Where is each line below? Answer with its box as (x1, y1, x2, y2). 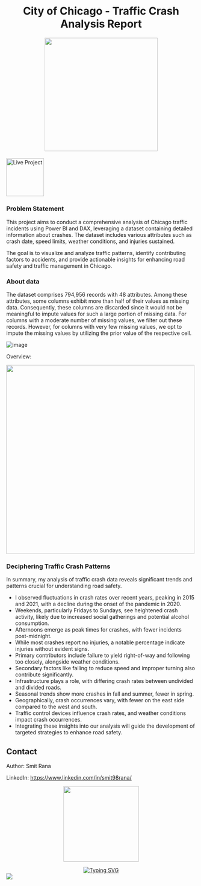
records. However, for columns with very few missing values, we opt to (6, 323, 182, 330)
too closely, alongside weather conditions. (14, 658, 120, 665)
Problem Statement (6, 204, 64, 213)
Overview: (6, 352, 32, 360)
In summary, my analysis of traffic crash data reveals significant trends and (6, 576, 193, 583)
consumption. (14, 619, 49, 627)
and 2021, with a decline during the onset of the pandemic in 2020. (14, 600, 182, 608)
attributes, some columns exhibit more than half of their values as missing (6, 297, 190, 305)
